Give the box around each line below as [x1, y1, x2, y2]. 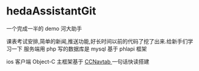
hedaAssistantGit [6, 4, 96, 18]
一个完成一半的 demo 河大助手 [6, 25, 83, 32]
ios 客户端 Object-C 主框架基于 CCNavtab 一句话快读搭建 [6, 58, 150, 65]
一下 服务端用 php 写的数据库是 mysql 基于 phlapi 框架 [11, 45, 147, 52]
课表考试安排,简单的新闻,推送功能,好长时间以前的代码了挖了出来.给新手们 [6, 37, 188, 45]
